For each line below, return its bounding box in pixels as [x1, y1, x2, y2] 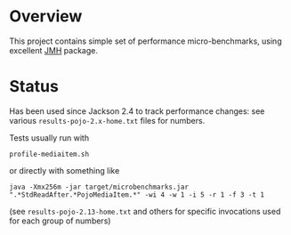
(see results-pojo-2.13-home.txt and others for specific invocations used [9, 206, 281, 216]
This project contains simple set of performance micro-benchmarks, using [9, 36, 282, 46]
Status [9, 77, 60, 97]
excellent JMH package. [9, 45, 98, 55]
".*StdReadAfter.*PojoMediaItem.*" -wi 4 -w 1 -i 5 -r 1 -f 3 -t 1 [9, 190, 265, 199]
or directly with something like [9, 165, 120, 175]
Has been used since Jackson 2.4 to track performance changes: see [9, 105, 265, 117]
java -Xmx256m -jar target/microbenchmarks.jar [9, 182, 190, 191]
